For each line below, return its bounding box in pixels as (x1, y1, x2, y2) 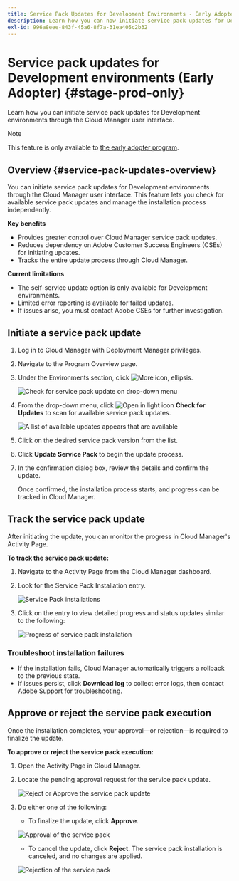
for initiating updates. (17, 249, 80, 257)
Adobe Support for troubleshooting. (17, 687, 123, 695)
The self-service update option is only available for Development (17, 283, 208, 292)
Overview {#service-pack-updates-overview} (7, 164, 217, 176)
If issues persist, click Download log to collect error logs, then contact (17, 679, 224, 688)
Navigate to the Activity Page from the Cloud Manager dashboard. (17, 567, 212, 575)
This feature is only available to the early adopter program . (7, 143, 179, 152)
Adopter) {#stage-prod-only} (7, 85, 185, 100)
